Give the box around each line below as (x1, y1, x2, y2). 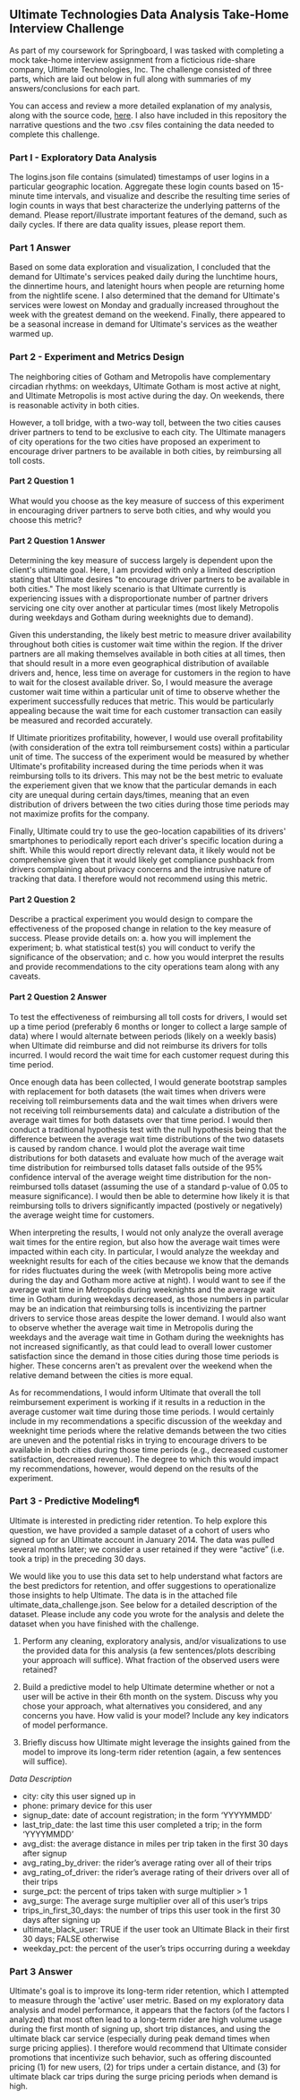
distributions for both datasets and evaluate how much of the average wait (9, 1153, 284, 1163)
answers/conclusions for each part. (9, 82, 141, 93)
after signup (21, 1847, 67, 1858)
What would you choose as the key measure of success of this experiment (9, 495, 285, 506)
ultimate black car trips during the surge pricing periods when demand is (9, 2071, 279, 2082)
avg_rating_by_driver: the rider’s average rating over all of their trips (21, 1857, 272, 1868)
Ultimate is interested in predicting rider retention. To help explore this (9, 1515, 268, 1526)
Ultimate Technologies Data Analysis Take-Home (9, 7, 289, 22)
